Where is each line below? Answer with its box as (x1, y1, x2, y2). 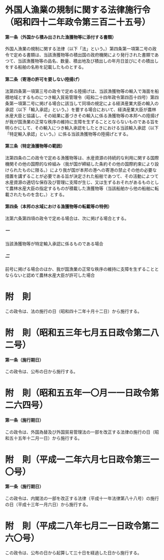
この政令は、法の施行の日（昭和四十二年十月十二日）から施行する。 (5, 308, 142, 314)
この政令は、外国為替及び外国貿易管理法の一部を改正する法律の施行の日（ (5, 429, 155, 435)
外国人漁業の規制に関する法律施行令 (5, 4, 151, 16)
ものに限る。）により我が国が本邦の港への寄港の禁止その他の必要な (21, 167, 157, 173)
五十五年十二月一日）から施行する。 (9, 435, 82, 441)
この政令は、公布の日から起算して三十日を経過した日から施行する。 (5, 550, 142, 556)
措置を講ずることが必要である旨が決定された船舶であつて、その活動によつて (5, 173, 159, 179)
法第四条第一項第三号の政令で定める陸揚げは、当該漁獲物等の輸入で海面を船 (5, 88, 159, 94)
